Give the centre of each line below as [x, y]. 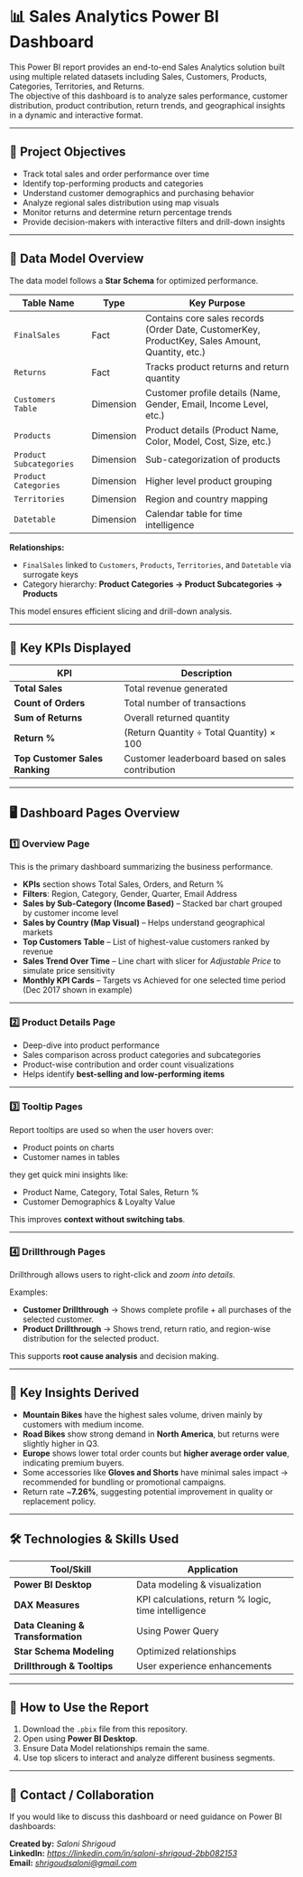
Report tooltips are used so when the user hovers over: [111, 1129]
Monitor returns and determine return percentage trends [127, 212]
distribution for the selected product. [91, 1338]
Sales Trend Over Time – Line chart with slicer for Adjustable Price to [151, 961]
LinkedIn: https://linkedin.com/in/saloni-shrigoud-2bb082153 [123, 1853]
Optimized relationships [187, 1651]
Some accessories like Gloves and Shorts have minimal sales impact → [155, 1472]
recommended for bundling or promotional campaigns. [124, 1482]
